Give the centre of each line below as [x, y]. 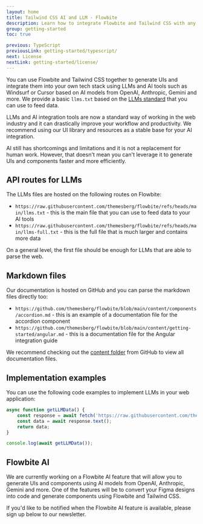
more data [28, 238]
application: [21, 399]
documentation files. [32, 359]
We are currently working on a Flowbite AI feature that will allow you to [94, 477]
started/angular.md [40, 335]
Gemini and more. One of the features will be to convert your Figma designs [101, 490]
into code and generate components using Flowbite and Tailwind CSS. [94, 496]
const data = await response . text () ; [65, 421]
